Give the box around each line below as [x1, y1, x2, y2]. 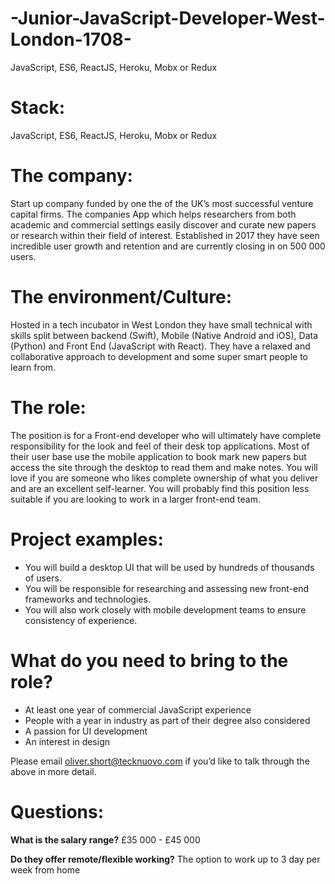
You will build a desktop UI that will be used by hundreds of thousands [24, 561, 315, 573]
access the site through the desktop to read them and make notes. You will [10, 461, 318, 473]
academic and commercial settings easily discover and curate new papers [10, 218, 317, 231]
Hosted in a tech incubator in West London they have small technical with [10, 318, 313, 331]
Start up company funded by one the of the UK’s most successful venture [10, 197, 314, 209]
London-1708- [10, 28, 132, 51]
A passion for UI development [24, 725, 148, 737]
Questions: [10, 800, 105, 823]
